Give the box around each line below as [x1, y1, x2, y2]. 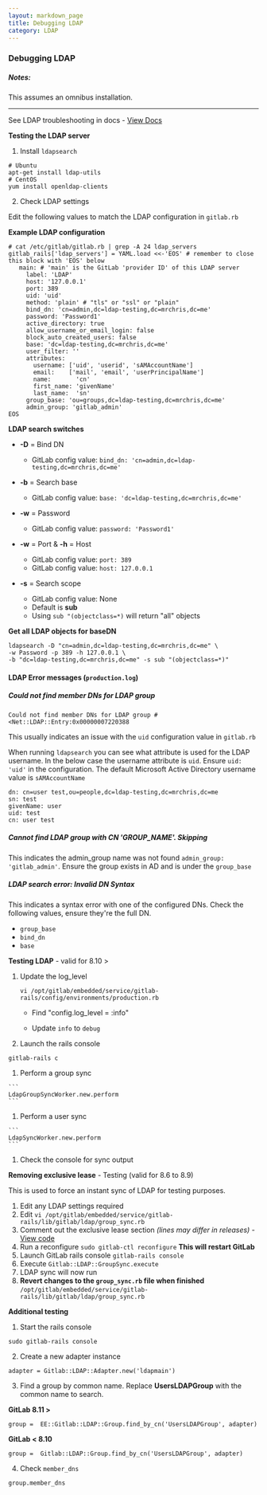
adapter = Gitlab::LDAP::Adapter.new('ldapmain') [8, 1367, 176, 1375]
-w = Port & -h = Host [19, 540, 91, 549]
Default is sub [31, 602, 78, 612]
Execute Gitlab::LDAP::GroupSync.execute [19, 1258, 159, 1268]
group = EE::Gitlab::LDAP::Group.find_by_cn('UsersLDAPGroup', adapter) [8, 1420, 258, 1428]
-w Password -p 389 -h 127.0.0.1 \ [8, 649, 126, 657]
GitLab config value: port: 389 [31, 555, 132, 564]
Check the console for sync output [19, 1155, 133, 1164]
